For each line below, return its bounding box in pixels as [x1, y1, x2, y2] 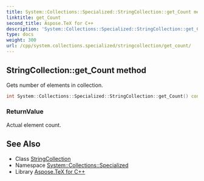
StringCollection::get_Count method [6, 65, 147, 76]
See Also [6, 139, 41, 149]
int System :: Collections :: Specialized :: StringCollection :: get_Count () [6, 93, 189, 99]
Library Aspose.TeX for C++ [15, 168, 86, 175]
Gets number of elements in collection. [6, 81, 103, 89]
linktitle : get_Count [6, 15, 61, 21]
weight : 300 [6, 37, 36, 43]
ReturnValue [6, 108, 44, 116]
